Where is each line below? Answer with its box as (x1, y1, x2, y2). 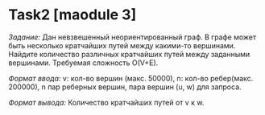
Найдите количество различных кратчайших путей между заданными (8, 49, 251, 59)
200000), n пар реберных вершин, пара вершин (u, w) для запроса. (8, 82, 242, 92)
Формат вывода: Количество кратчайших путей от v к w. (8, 97, 205, 107)
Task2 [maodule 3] (8, 6, 137, 24)
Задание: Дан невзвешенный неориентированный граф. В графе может (8, 32, 257, 42)
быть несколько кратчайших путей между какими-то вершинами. (8, 40, 236, 50)
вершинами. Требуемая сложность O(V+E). (8, 58, 159, 68)
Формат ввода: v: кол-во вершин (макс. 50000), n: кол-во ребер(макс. (8, 73, 254, 83)
